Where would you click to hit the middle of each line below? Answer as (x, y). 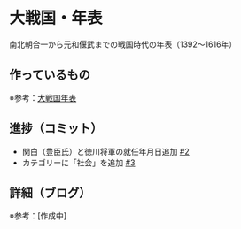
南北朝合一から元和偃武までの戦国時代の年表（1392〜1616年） (123, 44)
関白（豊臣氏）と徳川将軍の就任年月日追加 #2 (106, 151)
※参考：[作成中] (38, 216)
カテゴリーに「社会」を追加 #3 (78, 162)
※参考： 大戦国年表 (43, 97)
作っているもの (50, 75)
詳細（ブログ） (50, 192)
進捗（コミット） (56, 129)
